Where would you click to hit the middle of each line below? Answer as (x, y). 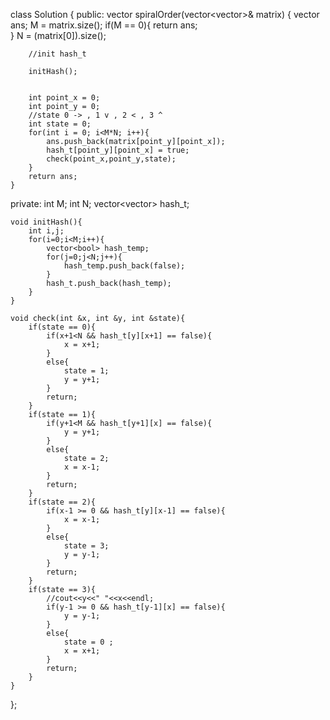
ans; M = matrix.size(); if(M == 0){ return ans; (104, 25)
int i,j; (46, 231)
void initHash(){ (46, 222)
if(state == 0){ (62, 327)
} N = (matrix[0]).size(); (58, 35)
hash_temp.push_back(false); (124, 266)
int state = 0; (60, 124)
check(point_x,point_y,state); (111, 159)
